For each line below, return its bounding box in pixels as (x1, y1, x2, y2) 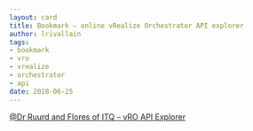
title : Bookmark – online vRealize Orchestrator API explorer (9, 21, 244, 30)
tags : (9, 37, 29, 47)
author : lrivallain (9, 29, 82, 38)
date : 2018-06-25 (9, 87, 74, 96)
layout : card (9, 12, 58, 22)
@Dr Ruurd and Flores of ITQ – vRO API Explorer (9, 112, 186, 122)
